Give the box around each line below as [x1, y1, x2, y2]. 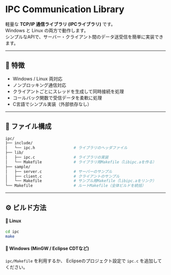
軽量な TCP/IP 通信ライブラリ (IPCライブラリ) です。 [5, 21, 116, 27]
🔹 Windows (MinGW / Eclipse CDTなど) [5, 246, 90, 252]
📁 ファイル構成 [5, 122, 52, 131]
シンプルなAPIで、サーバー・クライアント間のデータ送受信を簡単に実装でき [5, 34, 164, 40]
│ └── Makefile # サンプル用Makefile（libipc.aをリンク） [5, 178, 157, 184]
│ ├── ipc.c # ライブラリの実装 [5, 155, 109, 160]
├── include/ [5, 141, 33, 146]
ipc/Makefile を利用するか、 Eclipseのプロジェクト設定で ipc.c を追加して [5, 258, 162, 264]
